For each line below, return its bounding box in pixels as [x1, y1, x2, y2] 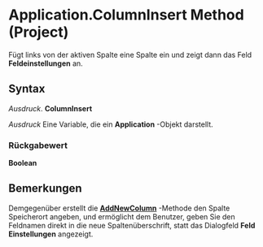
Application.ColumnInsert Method [8, 6, 244, 24]
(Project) [8, 23, 69, 41]
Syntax [8, 82, 46, 96]
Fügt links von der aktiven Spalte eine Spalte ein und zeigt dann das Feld [8, 50, 252, 59]
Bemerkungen [8, 181, 83, 196]
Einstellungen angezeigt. [8, 229, 94, 239]
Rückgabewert [8, 140, 68, 151]
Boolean [8, 158, 37, 168]
